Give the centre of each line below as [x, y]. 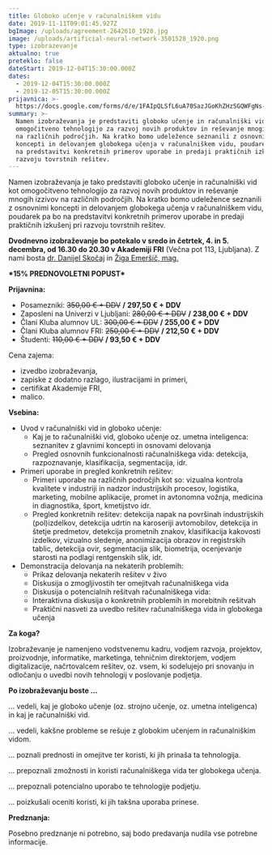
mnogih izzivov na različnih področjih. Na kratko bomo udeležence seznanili [135, 199]
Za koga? [24, 634]
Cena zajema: [31, 355]
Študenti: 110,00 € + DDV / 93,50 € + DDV [90, 340]
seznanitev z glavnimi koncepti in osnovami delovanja [122, 446]
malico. [32, 397]
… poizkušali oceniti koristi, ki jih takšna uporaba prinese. [104, 802]
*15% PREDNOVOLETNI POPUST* [67, 274]
